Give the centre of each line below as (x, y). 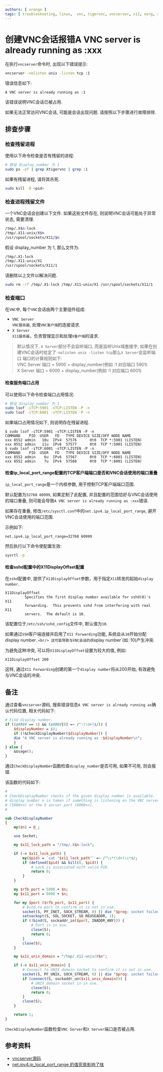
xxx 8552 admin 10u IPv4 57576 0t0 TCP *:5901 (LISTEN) (73, 440)
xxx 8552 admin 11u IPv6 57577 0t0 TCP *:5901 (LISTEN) (73, 444)
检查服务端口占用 (22, 382)
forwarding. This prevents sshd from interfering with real (88, 606)
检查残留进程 (20, 144)
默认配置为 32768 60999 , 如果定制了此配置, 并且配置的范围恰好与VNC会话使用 (81, 495)
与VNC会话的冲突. (23, 675)
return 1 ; (24, 1015)
